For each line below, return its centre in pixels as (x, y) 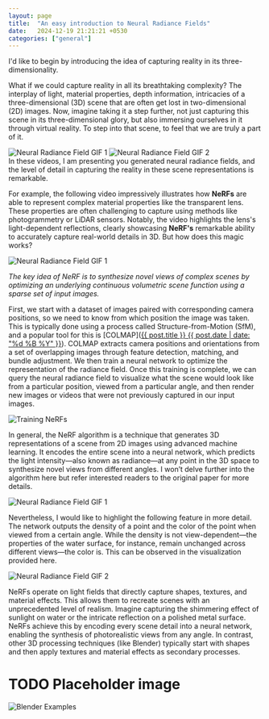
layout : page (30, 16)
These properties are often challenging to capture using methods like (123, 211)
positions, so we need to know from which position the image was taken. (129, 318)
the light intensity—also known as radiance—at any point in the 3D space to (134, 461)
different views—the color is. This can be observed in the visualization (125, 552)
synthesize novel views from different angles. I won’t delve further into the (132, 470)
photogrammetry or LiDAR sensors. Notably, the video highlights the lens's (132, 219)
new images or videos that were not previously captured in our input (122, 395)
